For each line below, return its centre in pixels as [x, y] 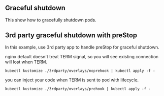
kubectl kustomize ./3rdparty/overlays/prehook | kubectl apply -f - [78, 89]
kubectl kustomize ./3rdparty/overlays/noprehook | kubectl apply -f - [80, 71]
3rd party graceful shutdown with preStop [71, 36]
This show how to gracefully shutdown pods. [51, 20]
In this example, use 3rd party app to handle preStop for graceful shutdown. [82, 47]
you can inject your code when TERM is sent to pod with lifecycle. [72, 80]
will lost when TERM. [26, 62]
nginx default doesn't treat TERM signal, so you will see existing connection [82, 56]
